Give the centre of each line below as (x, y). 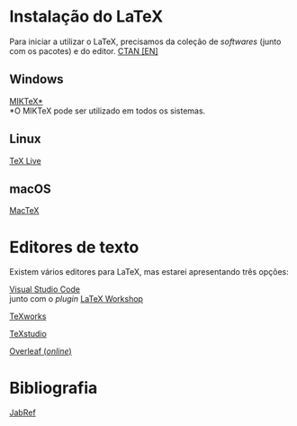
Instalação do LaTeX (86, 17)
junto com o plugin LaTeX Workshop (76, 299)
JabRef (22, 412)
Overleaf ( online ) (40, 351)
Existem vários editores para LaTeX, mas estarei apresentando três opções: (149, 272)
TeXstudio (28, 334)
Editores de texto (74, 247)
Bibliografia (54, 388)
